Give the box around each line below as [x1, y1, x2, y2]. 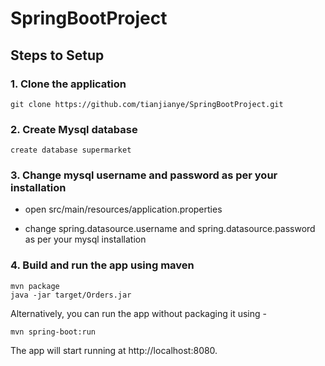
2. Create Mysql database [10, 122, 138, 136]
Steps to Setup [10, 47, 105, 64]
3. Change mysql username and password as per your [10, 168, 278, 182]
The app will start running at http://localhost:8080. [10, 344, 218, 356]
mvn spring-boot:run [10, 327, 97, 337]
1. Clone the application [10, 77, 127, 91]
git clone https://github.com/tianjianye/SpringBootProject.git [10, 99, 284, 109]
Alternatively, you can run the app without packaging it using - [10, 307, 267, 319]
